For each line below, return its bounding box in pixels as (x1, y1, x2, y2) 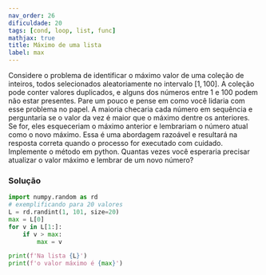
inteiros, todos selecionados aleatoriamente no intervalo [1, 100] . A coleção (8, 79, 255, 88)
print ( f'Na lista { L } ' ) (8, 252, 88, 260)
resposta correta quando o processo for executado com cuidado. (8, 139, 224, 147)
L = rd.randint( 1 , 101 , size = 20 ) (8, 208, 120, 216)
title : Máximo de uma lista (8, 41, 102, 49)
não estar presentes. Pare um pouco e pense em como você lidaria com (8, 96, 245, 105)
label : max (8, 49, 45, 57)
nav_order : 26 (8, 11, 56, 20)
